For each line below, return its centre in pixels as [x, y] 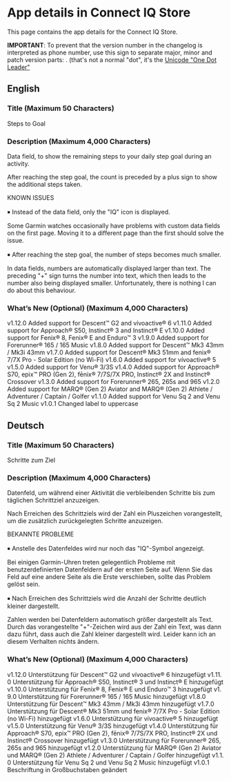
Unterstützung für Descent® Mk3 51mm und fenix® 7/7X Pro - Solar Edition [113, 711]
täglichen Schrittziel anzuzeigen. [53, 500]
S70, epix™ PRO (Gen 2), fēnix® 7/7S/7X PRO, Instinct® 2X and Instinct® [109, 374]
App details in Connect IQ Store [99, 13]
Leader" [19, 67]
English [23, 89]
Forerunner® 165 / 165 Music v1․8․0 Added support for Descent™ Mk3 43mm [115, 345]
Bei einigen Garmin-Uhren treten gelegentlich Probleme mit [91, 562]
